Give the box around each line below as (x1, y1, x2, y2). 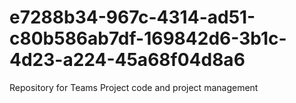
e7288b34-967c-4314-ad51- (9, 6, 256, 29)
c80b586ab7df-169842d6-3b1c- (9, 27, 287, 50)
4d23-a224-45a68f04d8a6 (9, 49, 246, 71)
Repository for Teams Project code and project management (9, 81, 259, 93)
